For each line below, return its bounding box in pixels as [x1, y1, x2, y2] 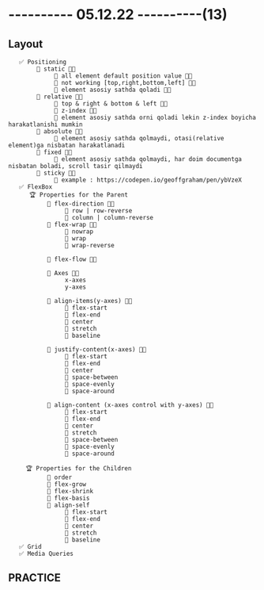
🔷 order [47, 473, 73, 481]
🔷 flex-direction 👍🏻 [47, 200, 115, 208]
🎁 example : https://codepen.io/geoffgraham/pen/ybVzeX [54, 176, 243, 184]
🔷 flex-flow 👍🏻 [47, 255, 97, 263]
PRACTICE [8, 571, 61, 584]
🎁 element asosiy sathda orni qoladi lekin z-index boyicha [54, 113, 257, 121]
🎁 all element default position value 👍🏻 [54, 72, 193, 80]
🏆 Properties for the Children [25, 465, 132, 473]
